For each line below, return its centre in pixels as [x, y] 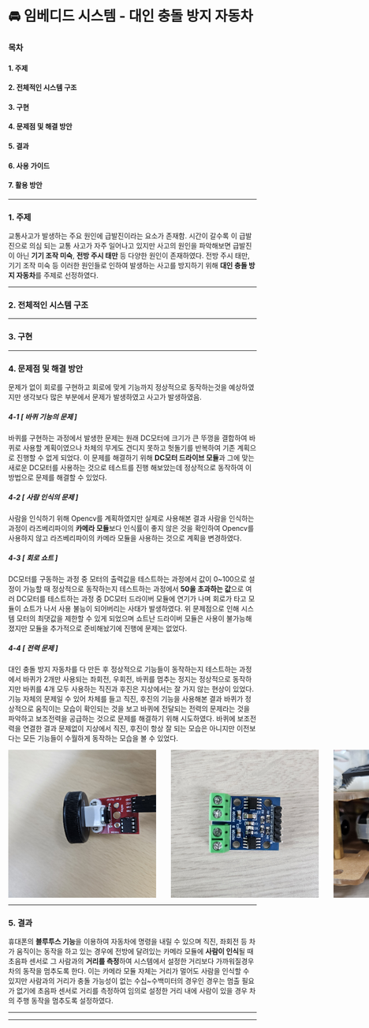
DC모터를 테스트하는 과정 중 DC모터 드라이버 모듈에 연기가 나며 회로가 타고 [131, 598]
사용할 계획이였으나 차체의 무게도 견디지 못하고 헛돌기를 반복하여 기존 [129, 448]
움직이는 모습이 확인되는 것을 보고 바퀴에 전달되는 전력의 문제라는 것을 [143, 708]
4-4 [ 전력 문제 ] [33, 648]
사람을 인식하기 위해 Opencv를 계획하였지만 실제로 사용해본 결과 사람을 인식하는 [131, 518]
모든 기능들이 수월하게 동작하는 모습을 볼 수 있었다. [101, 738]
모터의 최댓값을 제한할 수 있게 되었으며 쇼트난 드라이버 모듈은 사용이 [120, 618]
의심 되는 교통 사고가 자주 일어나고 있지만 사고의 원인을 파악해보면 [130, 246]
